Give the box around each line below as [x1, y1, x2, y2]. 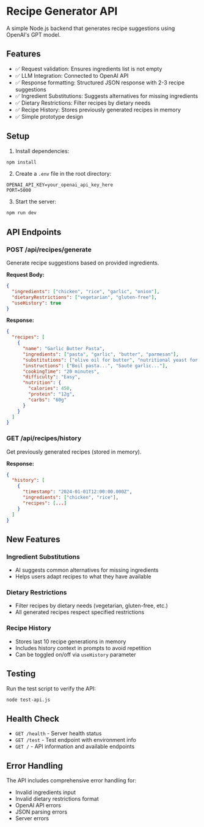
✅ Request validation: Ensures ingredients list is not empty [15, 65, 162, 72]
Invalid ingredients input [15, 788, 76, 796]
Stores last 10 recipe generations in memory [15, 638, 126, 645]
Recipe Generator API [6, 4, 118, 18]
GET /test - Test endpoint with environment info [15, 736, 136, 744]
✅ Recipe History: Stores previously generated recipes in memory [15, 106, 181, 113]
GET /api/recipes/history [6, 434, 82, 443]
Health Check [6, 713, 60, 724]
